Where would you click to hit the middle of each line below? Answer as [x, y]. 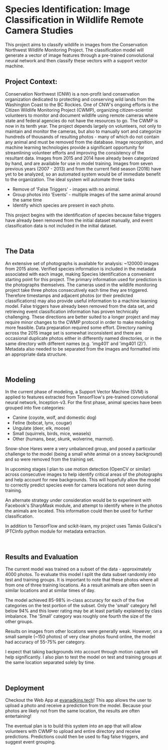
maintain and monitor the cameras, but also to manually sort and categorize [83, 131]
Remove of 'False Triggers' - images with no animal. [66, 189]
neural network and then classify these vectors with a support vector [76, 60]
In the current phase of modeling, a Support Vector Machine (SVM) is [77, 392]
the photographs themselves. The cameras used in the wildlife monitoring [81, 285]
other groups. [19, 622]
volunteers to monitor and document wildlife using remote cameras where [81, 115]
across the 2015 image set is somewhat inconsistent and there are [73, 332]
